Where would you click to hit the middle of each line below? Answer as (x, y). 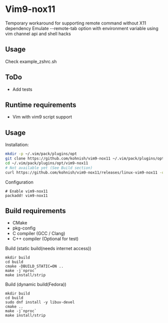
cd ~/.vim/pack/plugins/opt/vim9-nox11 (47, 163)
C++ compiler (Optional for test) (45, 239)
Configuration (19, 182)
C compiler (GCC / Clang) (39, 233)
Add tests (22, 89)
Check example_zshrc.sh (31, 61)
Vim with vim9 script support (42, 117)
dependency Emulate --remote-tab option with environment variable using (82, 28)
